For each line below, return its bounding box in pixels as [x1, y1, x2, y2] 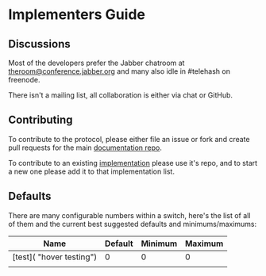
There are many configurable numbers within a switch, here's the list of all [8, 210, 251, 220]
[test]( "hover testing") [12, 251, 98, 263]
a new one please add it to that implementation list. [8, 167, 175, 176]
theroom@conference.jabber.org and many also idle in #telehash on [8, 67, 230, 76]
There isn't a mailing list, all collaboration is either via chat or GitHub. [8, 90, 233, 100]
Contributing [8, 113, 73, 127]
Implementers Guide [8, 6, 145, 24]
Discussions [8, 37, 71, 51]
